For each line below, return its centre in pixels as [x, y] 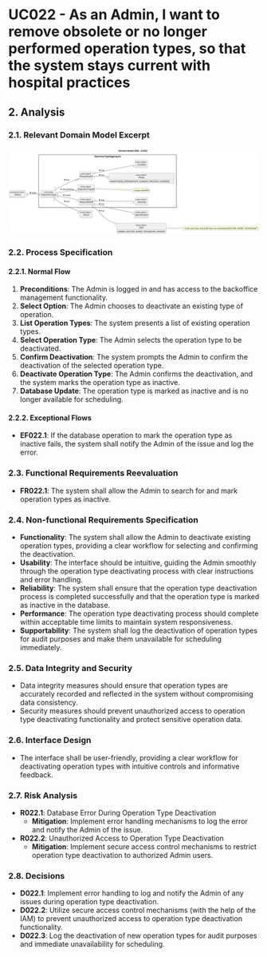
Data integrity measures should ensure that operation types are [124, 685]
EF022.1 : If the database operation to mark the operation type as [126, 435]
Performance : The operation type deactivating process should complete [139, 614]
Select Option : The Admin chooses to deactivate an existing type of [132, 306]
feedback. [36, 774]
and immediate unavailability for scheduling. [92, 944]
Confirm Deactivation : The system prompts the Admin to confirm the [134, 357]
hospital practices [69, 83]
